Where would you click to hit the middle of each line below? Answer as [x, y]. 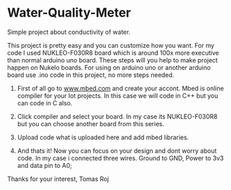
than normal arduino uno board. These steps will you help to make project [113, 60]
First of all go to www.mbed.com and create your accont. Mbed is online [120, 88]
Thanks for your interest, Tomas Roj [58, 179]
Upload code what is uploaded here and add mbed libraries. [103, 137]
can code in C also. [45, 103]
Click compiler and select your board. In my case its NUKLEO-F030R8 [117, 116]
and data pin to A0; [44, 165]
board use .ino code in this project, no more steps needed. [91, 75]
